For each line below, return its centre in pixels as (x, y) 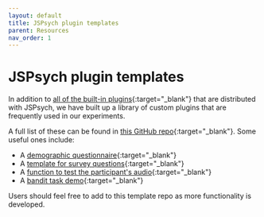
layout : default (35, 15)
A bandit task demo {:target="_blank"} (82, 180)
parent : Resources (39, 30)
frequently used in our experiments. (67, 116)
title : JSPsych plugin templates (64, 23)
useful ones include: (41, 140)
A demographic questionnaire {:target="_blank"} (98, 155)
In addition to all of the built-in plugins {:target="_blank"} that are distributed (132, 99)
